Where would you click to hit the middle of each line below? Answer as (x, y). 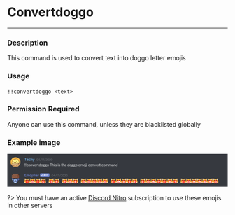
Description (28, 43)
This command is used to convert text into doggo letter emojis (97, 58)
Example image (34, 142)
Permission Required (43, 109)
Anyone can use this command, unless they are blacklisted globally (104, 124)
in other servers (30, 205)
